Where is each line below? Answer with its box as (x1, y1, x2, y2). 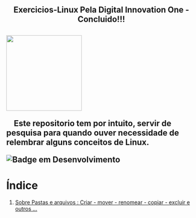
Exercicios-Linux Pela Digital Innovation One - (13, 5, 189, 15)
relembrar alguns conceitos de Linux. (6, 137, 150, 147)
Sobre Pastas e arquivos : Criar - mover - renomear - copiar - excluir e (14, 199, 190, 206)
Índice (6, 178, 38, 192)
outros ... (14, 205, 37, 212)
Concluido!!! (77, 14, 125, 25)
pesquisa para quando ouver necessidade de (6, 127, 179, 138)
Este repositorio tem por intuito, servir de (13, 118, 172, 129)
